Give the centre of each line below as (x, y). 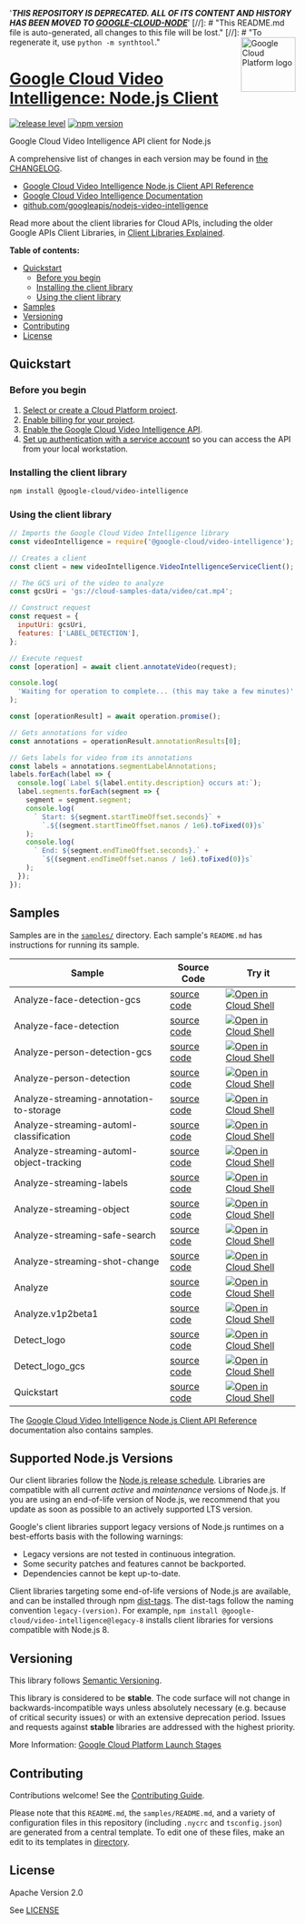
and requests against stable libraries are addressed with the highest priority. (152, 1727)
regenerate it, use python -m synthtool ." (85, 42)
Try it (258, 973)
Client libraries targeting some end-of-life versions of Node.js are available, (150, 1591)
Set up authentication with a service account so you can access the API (157, 439)
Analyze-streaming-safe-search (85, 1235)
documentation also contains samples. (82, 1430)
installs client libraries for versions (210, 1620)
